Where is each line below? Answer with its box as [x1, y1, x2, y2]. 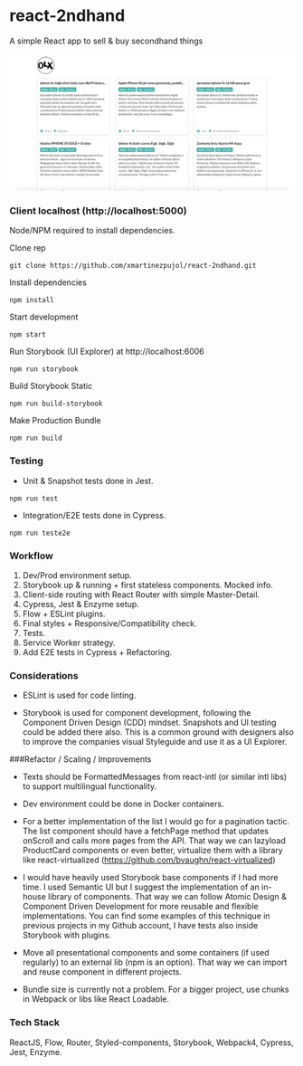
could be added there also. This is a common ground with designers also [22, 727, 294, 738]
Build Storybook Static [9, 381, 93, 392]
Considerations [9, 669, 79, 681]
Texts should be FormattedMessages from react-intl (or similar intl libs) [22, 771, 288, 783]
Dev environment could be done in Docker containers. [22, 798, 224, 810]
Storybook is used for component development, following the [22, 708, 251, 719]
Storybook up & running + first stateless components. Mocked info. [22, 579, 273, 590]
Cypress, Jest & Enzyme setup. [22, 598, 140, 609]
